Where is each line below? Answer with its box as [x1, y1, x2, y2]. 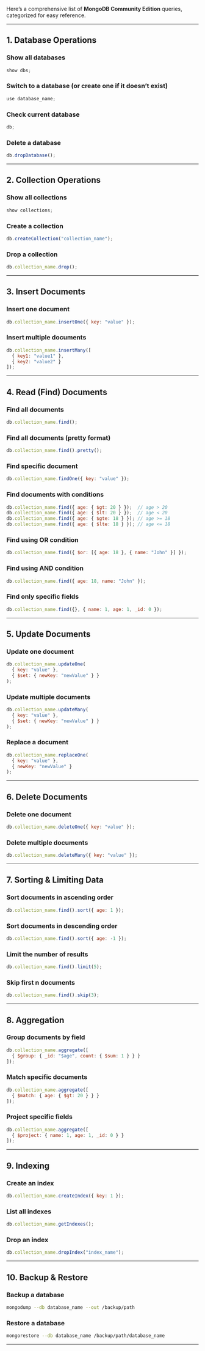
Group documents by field [6, 1033, 85, 1042]
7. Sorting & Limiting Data [6, 875, 104, 886]
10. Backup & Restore [6, 1272, 88, 1283]
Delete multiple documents [6, 838, 88, 846]
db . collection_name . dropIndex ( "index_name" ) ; [6, 1249, 124, 1256]
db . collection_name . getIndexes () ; [6, 1221, 95, 1227]
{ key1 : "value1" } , [12, 353, 64, 359]
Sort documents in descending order [6, 922, 118, 930]
